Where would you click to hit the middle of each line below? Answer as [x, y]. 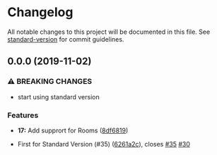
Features [23, 115]
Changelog [40, 12]
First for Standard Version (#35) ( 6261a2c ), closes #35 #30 [104, 144]
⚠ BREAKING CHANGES [50, 82]
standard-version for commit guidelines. [66, 39]
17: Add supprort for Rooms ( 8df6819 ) [73, 130]
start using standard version [59, 97]
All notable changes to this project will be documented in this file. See [109, 32]
